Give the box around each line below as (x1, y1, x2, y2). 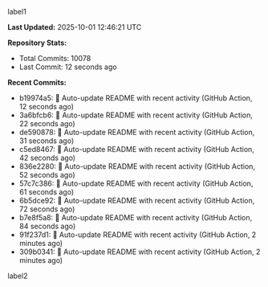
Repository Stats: (7, 38, 67, 47)
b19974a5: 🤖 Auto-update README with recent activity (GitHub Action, (18, 93, 253, 103)
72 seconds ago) (18, 204, 75, 214)
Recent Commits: (7, 78, 67, 87)
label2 (7, 271, 28, 281)
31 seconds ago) (18, 136, 74, 146)
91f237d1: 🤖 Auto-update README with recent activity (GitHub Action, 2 (18, 230, 257, 240)
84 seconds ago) (18, 221, 76, 231)
